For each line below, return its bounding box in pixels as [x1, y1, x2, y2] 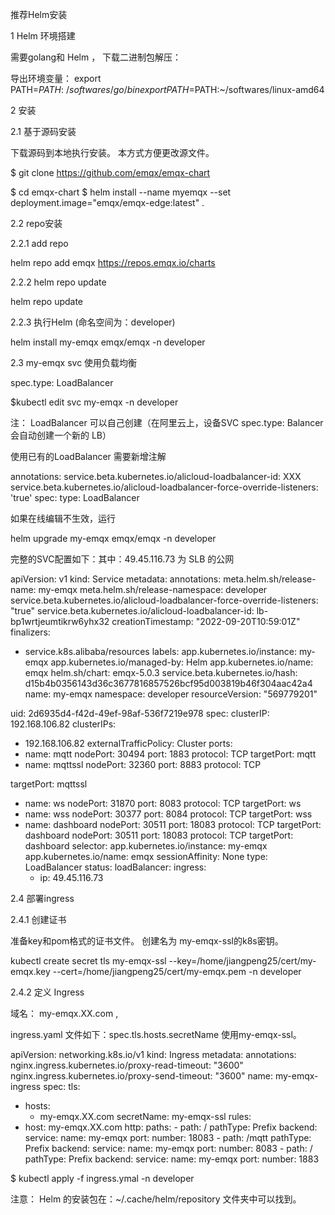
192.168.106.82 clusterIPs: [10, 718, 117, 730]
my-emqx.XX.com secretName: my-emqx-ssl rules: [39, 1111, 252, 1122]
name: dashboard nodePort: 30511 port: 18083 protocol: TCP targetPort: [24, 819, 322, 830]
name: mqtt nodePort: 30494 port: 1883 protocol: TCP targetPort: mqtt [24, 748, 317, 760]
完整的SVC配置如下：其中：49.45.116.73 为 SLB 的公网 [10, 553, 235, 565]
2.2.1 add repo [10, 238, 69, 249]
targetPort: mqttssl [10, 778, 88, 790]
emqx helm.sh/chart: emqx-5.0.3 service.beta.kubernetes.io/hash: [24, 667, 298, 678]
